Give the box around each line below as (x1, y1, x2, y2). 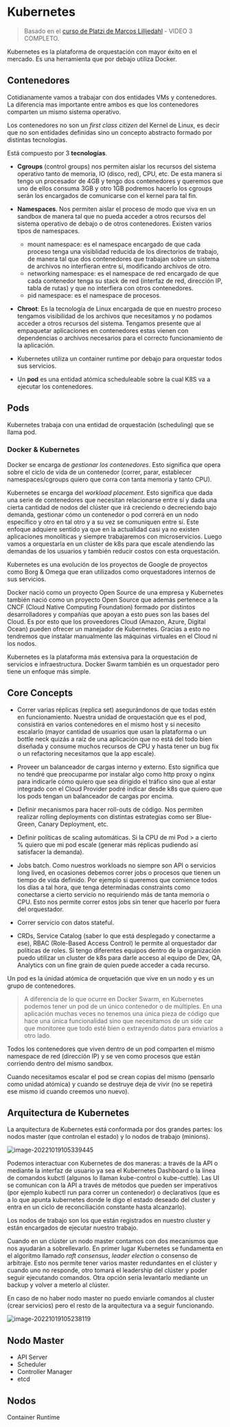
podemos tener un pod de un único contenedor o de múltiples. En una (23, 1002, 222, 1010)
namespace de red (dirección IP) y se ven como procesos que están (7, 1052, 200, 1060)
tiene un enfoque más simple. (7, 667, 91, 675)
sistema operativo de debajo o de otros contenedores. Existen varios (16, 219, 212, 228)
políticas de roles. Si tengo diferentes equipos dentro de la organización (16, 946, 221, 955)
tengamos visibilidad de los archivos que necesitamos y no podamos (16, 312, 213, 320)
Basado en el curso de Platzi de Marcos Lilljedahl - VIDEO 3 (23, 27, 193, 35)
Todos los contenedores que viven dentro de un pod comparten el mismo (7, 1045, 215, 1053)
